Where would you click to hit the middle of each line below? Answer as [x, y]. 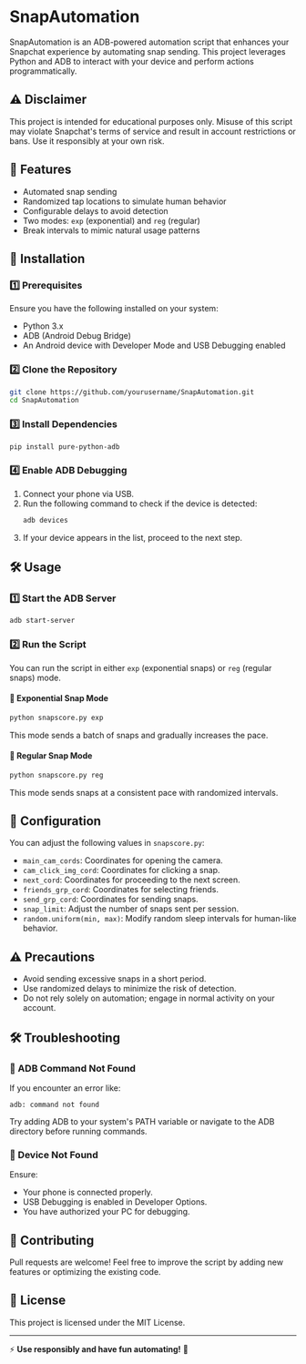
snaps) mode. [35, 677]
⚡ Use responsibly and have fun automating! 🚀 [99, 1349]
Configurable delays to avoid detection [95, 210]
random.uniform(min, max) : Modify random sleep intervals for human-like [159, 919]
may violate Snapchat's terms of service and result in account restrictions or [153, 131]
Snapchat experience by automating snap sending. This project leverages [148, 51]
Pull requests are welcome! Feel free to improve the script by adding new [147, 1262]
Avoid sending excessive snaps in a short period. [114, 979]
